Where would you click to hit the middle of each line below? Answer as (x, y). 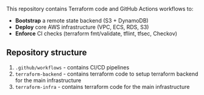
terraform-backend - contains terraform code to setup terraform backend (107, 74)
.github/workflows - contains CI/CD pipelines (72, 67)
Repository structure (47, 53)
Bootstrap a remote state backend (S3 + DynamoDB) (82, 20)
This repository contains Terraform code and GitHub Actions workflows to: (100, 9)
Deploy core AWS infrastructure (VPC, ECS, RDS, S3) (82, 27)
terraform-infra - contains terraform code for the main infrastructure (102, 86)
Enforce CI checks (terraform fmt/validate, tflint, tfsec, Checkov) (96, 33)
